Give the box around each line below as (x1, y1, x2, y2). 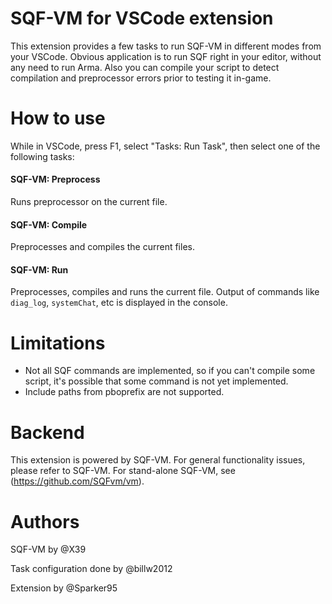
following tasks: (10, 150, 75, 162)
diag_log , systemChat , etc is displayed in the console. (10, 297, 228, 309)
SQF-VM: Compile (10, 218, 88, 231)
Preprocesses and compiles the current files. (10, 241, 195, 253)
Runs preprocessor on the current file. (10, 196, 168, 208)
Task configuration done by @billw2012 (10, 563, 173, 575)
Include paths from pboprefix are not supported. (24, 386, 225, 398)
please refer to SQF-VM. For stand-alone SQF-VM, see (10, 465, 236, 477)
